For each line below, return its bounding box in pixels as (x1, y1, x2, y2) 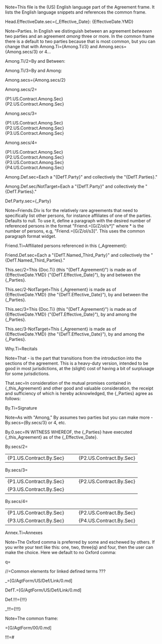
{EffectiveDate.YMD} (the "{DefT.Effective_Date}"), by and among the (5, 331, 145, 337)
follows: (5, 396, 21, 401)
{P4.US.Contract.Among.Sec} (5, 165, 64, 170)
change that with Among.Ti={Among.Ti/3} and (5, 44, 98, 49)
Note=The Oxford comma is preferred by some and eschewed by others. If (5, 539, 155, 545)
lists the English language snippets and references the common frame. (5, 9, 147, 15)
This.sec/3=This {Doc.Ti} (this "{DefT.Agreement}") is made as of (5, 306, 137, 312)
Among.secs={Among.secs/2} (5, 77, 66, 83)
